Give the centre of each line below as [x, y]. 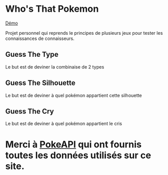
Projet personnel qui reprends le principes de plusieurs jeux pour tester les [84, 33]
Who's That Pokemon [52, 9]
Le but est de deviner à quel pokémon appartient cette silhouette [74, 95]
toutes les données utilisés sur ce [78, 155]
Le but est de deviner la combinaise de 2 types [55, 67]
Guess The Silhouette [40, 83]
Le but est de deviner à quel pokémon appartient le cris [64, 124]
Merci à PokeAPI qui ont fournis [73, 144]
